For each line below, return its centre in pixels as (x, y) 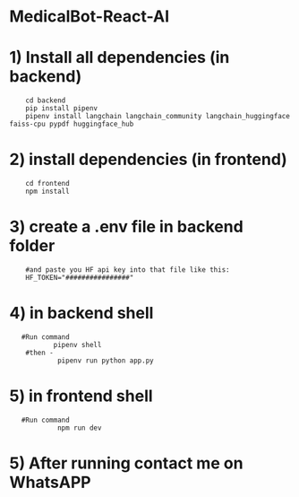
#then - (39, 353)
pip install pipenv (62, 109)
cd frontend (47, 184)
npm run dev (79, 428)
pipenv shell (77, 344)
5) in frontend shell (81, 396)
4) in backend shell (81, 314)
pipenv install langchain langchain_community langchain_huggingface (158, 117)
